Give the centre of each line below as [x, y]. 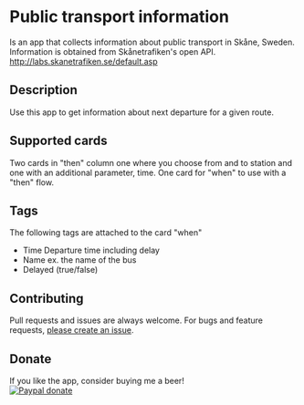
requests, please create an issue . [72, 330]
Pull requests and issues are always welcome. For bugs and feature [136, 320]
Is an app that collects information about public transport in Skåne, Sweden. [152, 42]
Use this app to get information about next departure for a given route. [142, 112]
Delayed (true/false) [60, 270]
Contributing [47, 298]
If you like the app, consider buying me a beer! [97, 381]
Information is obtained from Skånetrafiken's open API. [113, 51]
